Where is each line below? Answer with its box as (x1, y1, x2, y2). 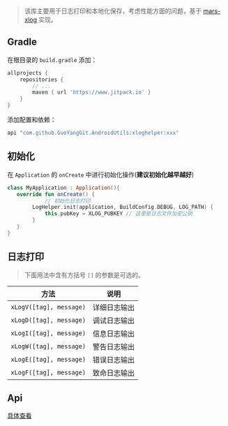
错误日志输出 (92, 355, 135, 365)
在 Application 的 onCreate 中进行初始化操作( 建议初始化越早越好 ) (7, 170, 194, 179)
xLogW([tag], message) (10, 342, 86, 350)
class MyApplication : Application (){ (7, 184, 120, 191)
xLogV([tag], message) (10, 303, 86, 311)
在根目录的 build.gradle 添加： (7, 55, 98, 64)
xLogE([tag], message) (10, 355, 86, 363)
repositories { (20, 76, 64, 83)
